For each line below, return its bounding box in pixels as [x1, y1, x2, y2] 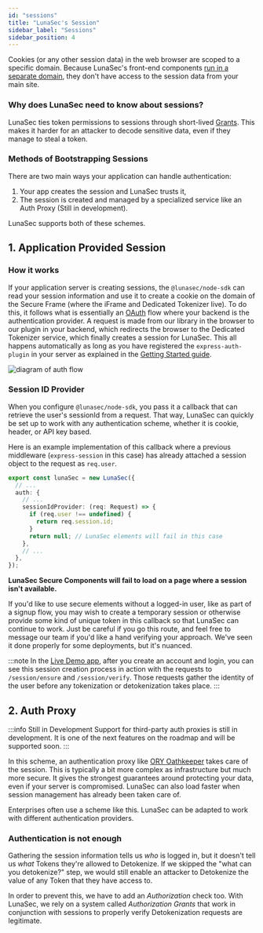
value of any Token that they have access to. [8, 876, 153, 885]
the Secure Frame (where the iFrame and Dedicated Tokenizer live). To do [8, 299, 247, 308]
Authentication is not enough [8, 833, 122, 844]
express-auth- [195, 342, 243, 350]
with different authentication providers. [8, 814, 134, 823]
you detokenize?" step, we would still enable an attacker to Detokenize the [8, 868, 249, 877]
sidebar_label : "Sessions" [8, 26, 97, 34]
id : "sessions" [8, 11, 58, 20]
